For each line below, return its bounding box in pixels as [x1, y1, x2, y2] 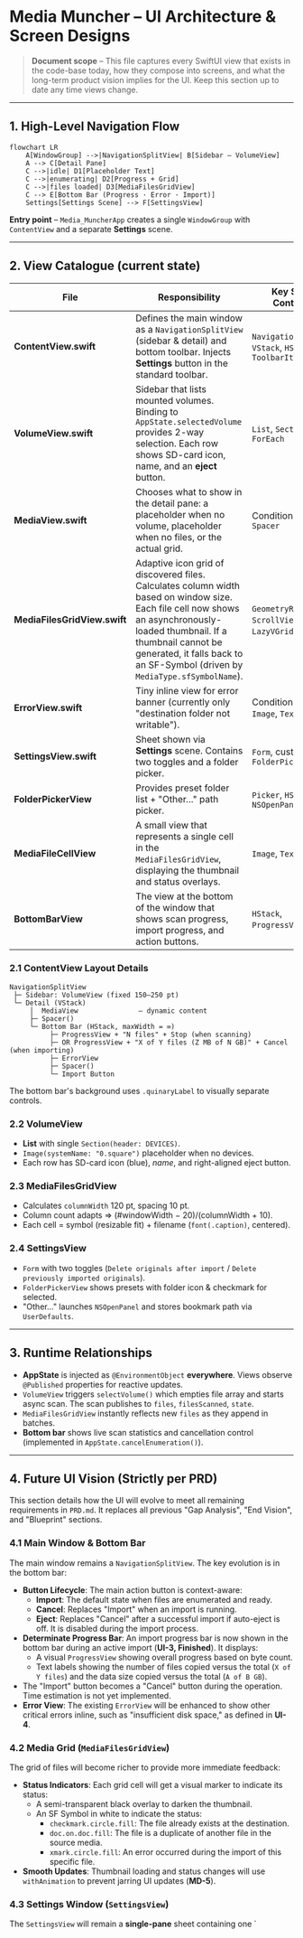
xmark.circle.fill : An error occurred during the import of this [49, 1846, 282, 1858]
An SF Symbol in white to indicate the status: [35, 1808, 203, 1819]
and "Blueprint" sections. [9, 1514, 103, 1525]
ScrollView [252, 614, 299, 625]
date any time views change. [31, 84, 138, 95]
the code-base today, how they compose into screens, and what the [31, 65, 286, 76]
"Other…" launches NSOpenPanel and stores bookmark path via [22, 1301, 252, 1312]
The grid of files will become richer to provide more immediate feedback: [9, 1762, 281, 1773]
